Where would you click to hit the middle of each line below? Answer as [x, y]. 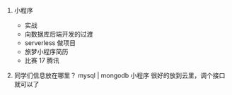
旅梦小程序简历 [46, 52]
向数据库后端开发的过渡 [59, 34]
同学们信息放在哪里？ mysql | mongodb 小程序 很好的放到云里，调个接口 [120, 75]
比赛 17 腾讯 [42, 61]
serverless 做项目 [50, 43]
